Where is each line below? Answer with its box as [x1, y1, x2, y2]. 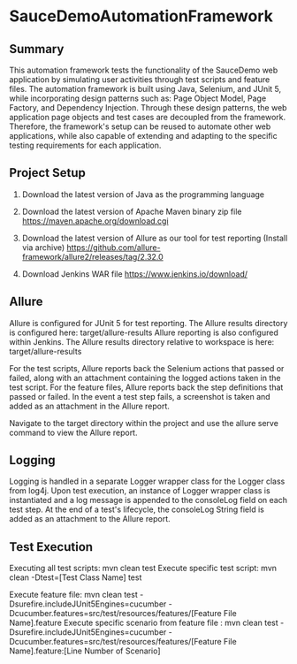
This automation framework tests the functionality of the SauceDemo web [9, 65, 278, 75]
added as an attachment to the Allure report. [9, 514, 171, 524]
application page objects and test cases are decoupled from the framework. [9, 112, 286, 122]
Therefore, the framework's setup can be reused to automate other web [9, 121, 271, 132]
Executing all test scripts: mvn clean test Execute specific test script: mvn [9, 563, 277, 574]
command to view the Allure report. [9, 427, 138, 438]
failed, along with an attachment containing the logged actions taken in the [9, 372, 281, 383]
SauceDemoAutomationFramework [9, 6, 274, 27]
